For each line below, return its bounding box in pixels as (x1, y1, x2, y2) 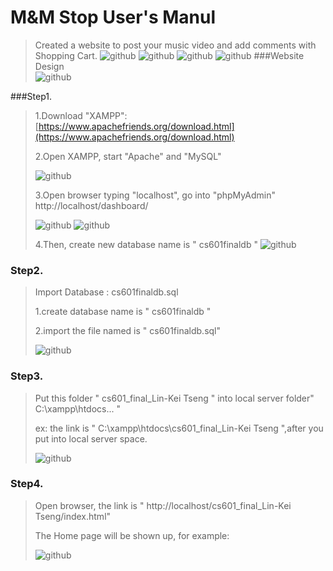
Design (34, 60, 65, 72)
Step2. (10, 263, 44, 277)
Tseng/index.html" (34, 510, 112, 522)
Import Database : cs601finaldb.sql (34, 286, 179, 298)
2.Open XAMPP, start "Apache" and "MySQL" (34, 150, 222, 162)
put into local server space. (34, 432, 148, 445)
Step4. (10, 477, 44, 491)
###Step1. (10, 90, 53, 102)
